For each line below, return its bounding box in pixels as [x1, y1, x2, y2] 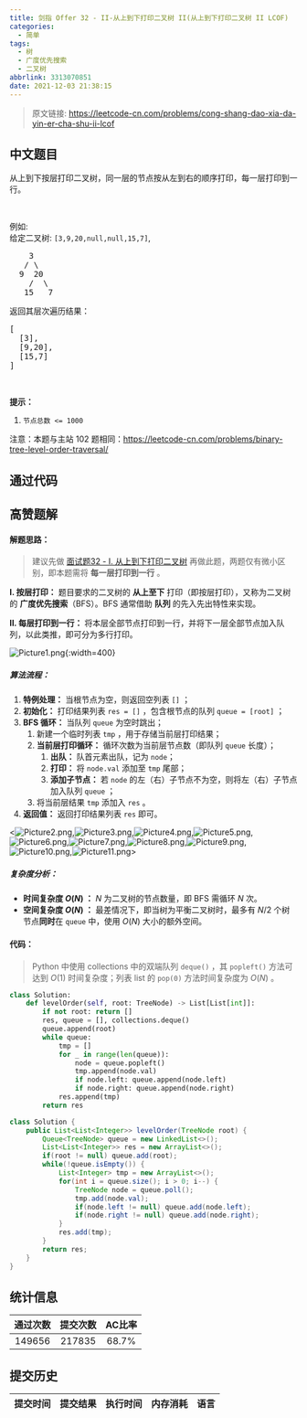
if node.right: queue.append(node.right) [74, 1084, 235, 1093]
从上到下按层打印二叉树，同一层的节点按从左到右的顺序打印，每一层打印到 [9, 173, 290, 184]
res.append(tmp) [58, 1093, 121, 1102]
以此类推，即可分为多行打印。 [25, 629, 138, 640]
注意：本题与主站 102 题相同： [9, 433, 123, 444]
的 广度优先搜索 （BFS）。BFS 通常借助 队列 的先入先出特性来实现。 [9, 598, 261, 609]
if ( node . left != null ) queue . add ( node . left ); [74, 1202, 251, 1211]
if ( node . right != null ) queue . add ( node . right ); [74, 1210, 259, 1221]
